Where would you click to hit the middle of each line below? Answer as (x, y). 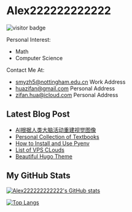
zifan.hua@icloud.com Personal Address (67, 95)
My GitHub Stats (38, 176)
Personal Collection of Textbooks (57, 136)
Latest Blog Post (38, 114)
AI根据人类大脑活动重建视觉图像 (56, 130)
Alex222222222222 (59, 11)
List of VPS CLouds (40, 150)
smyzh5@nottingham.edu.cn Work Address (70, 82)
